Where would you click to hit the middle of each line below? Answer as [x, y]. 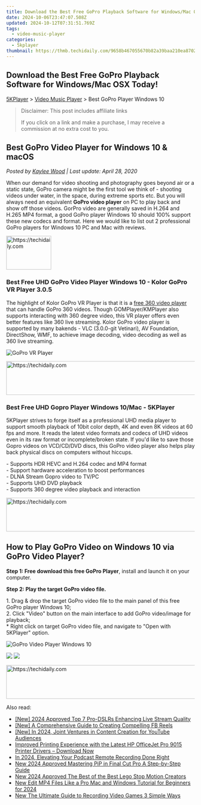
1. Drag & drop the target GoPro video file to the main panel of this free [93, 600]
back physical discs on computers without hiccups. [69, 452]
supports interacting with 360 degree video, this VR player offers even [93, 315]
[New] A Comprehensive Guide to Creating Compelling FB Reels [94, 725]
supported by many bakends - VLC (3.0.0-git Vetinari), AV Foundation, [93, 328]
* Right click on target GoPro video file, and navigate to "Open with [89, 626]
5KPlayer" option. [28, 632]
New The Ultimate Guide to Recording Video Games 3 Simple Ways [98, 795]
